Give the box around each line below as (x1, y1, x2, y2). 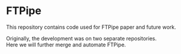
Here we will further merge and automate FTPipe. (6, 41, 126, 48)
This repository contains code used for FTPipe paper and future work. (6, 23, 176, 31)
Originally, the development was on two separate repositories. (6, 35, 157, 42)
